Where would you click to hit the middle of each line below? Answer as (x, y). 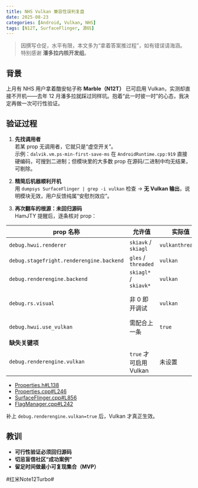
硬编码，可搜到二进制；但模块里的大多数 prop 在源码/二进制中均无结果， (103, 161)
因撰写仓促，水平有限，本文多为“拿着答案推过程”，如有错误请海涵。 (103, 45)
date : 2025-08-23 (27, 17)
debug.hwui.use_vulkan (41, 327)
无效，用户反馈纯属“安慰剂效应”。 (72, 196)
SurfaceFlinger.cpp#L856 (46, 397)
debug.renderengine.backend (48, 279)
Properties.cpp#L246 (40, 391)
